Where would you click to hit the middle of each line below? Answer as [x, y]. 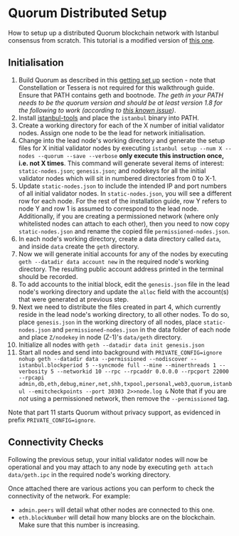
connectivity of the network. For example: [69, 495]
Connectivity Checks [56, 442]
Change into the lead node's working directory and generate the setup [121, 140]
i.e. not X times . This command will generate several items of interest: [121, 163]
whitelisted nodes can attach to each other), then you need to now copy [124, 224]
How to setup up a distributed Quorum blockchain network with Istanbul [113, 33]
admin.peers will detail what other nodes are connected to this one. [116, 510]
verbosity [33, 372]
